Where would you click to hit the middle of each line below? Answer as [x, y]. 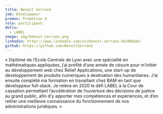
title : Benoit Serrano [28, 9]
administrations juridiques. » [34, 106]
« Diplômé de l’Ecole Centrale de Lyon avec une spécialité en [67, 59]
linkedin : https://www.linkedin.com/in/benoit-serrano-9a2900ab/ [73, 41]
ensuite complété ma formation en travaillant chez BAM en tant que [73, 80]
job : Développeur [23, 14]
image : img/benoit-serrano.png [37, 37]
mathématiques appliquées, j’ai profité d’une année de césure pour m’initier [81, 65]
